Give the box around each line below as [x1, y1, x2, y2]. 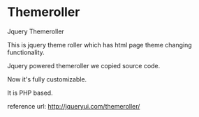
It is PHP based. [7, 88, 54, 97]
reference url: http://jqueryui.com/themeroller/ [7, 102, 140, 110]
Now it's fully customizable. [7, 75, 87, 84]
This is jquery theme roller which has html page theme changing [7, 40, 192, 49]
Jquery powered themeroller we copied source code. [7, 61, 161, 70]
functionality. [7, 48, 45, 56]
